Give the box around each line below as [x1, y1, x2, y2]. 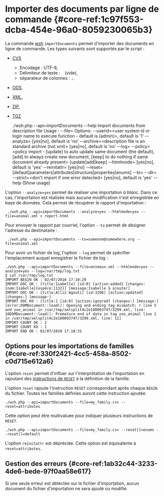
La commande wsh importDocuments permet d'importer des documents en [5, 40, 154, 46]
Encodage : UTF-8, [19, 65, 58, 71]
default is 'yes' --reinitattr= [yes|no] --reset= [12, 164, 103, 170]
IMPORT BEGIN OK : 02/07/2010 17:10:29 [5, 277, 87, 282]
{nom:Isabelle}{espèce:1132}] [5, 286, 67, 291]
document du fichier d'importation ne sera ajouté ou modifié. [5, 485, 128, 491]
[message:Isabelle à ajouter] [68, 286, 131, 291]
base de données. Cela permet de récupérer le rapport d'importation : [5, 199, 146, 205]
